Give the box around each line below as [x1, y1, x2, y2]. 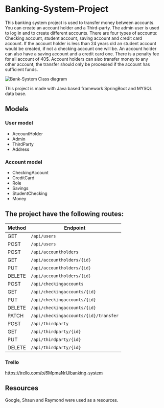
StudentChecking [12, 190, 47, 196]
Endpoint [64, 224, 86, 231]
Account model [5, 158, 43, 165]
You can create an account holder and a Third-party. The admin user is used [5, 24, 160, 30]
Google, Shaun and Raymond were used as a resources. [5, 397, 118, 403]
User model [5, 120, 33, 126]
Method [7, 224, 26, 231]
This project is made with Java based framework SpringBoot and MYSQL [5, 85, 153, 91]
